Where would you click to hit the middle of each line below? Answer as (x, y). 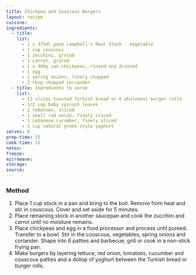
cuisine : (17, 22)
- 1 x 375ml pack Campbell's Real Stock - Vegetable (87, 45)
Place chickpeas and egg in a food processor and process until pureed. (101, 228)
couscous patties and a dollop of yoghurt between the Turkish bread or (101, 260)
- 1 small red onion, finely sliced (66, 115)
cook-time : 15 (23, 142)
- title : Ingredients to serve (50, 88)
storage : (17, 165)
